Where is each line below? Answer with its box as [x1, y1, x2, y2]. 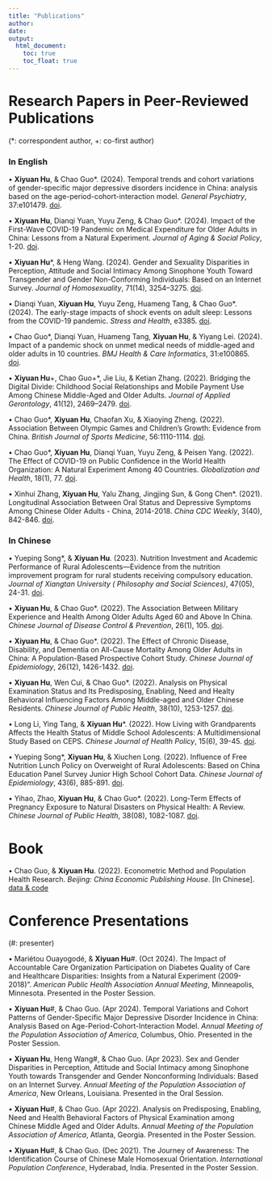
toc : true [23, 49, 56, 57]
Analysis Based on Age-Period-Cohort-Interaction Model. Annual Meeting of [8, 1021, 263, 1031]
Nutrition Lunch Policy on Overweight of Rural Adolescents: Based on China [8, 761, 261, 770]
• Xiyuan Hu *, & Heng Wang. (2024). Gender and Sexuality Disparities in [8, 257, 250, 267]
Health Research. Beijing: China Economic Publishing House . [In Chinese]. [8, 875, 255, 885]
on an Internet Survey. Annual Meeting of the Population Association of [8, 1080, 246, 1089]
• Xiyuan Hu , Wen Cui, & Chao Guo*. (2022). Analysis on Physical [8, 677, 228, 688]
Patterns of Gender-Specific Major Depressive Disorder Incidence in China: [8, 1012, 258, 1022]
